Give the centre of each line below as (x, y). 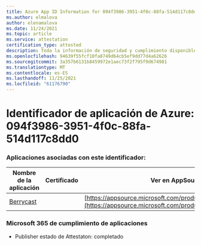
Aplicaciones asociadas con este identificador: (76, 158)
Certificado (62, 180)
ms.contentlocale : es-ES (37, 73)
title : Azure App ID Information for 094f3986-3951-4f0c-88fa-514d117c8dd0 (103, 12)
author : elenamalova (32, 23)
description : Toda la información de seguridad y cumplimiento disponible (101, 51)
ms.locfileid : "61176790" (38, 84)
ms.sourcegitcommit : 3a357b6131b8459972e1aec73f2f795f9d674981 (87, 62)
